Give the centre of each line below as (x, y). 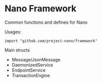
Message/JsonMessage (36, 59)
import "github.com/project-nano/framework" (51, 41)
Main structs (17, 50)
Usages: (13, 32)
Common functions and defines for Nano (46, 22)
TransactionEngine (31, 75)
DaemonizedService (32, 65)
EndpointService (29, 70)
